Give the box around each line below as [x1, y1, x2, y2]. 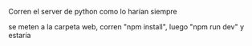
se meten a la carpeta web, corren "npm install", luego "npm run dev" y [8, 22, 245, 31]
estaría [8, 31, 31, 40]
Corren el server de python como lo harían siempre [8, 7, 178, 16]
